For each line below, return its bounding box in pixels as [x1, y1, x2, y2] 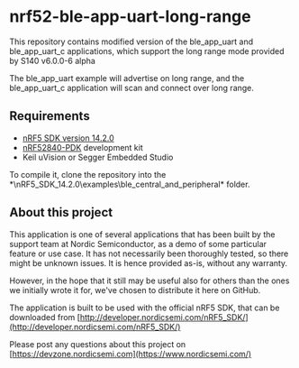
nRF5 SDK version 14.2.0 [22, 133, 114, 143]
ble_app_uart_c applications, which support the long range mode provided [9, 45, 285, 56]
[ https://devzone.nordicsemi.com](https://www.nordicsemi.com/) [9, 348, 252, 359]
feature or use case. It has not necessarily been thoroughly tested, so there [9, 248, 289, 259]
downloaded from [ [9, 311, 81, 322]
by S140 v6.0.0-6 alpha [9, 55, 96, 66]
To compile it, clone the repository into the [9, 169, 167, 179]
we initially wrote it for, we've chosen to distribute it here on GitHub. [9, 284, 261, 295]
